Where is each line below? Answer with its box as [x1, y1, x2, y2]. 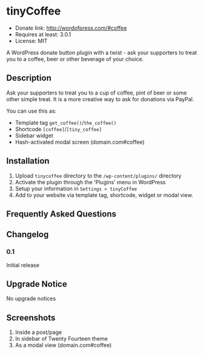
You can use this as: [6, 107, 56, 115]
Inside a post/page [15, 329, 62, 336]
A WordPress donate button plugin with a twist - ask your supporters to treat [6, 48, 197, 56]
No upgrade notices [6, 295, 56, 302]
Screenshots [6, 312, 56, 322]
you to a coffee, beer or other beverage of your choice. [6, 55, 144, 62]
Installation [6, 156, 50, 166]
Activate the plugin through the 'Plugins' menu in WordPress [15, 178, 166, 185]
